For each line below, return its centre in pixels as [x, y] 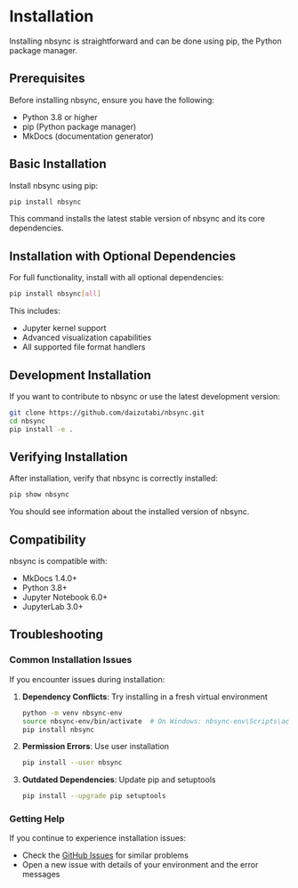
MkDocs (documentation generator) [88, 136]
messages [41, 875]
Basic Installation [58, 164]
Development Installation [80, 375]
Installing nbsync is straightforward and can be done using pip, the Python [145, 41]
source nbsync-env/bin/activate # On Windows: [112, 721]
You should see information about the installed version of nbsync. [129, 512]
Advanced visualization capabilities [87, 338]
